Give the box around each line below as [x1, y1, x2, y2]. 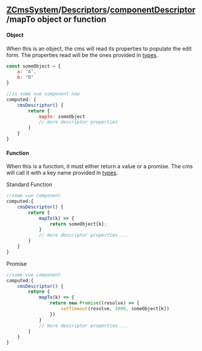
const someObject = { [6, 63, 61, 69]
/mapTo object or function [6, 15, 107, 25]
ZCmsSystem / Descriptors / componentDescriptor [6, 5, 195, 15]
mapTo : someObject [38, 114, 86, 120]
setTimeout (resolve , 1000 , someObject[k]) [60, 306, 170, 312]
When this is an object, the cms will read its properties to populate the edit [6, 45, 192, 52]
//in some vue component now [6, 91, 80, 97]
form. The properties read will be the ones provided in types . [6, 51, 158, 58]
